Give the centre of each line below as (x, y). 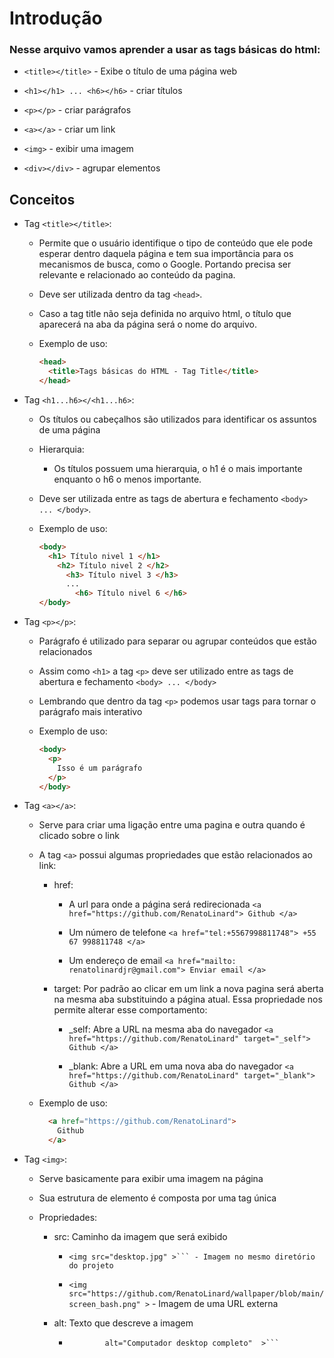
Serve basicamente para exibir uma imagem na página (151, 1179)
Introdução (56, 18)
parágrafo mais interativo (90, 712)
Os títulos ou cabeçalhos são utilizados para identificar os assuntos (177, 419)
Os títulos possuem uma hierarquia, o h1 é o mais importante (178, 468)
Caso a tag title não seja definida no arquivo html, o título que (165, 314)
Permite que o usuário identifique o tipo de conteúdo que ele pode (176, 243)
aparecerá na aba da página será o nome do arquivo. (147, 324)
